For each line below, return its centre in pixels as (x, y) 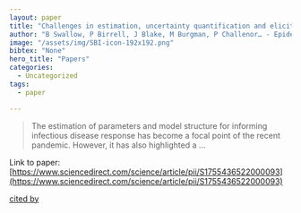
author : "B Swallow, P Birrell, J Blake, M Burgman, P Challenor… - (140, 34)
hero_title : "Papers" (50, 59)
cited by (24, 199)
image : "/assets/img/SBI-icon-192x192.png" (92, 43)
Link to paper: (35, 162)
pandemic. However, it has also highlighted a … (118, 145)
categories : (31, 68)
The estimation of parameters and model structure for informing (149, 125)
